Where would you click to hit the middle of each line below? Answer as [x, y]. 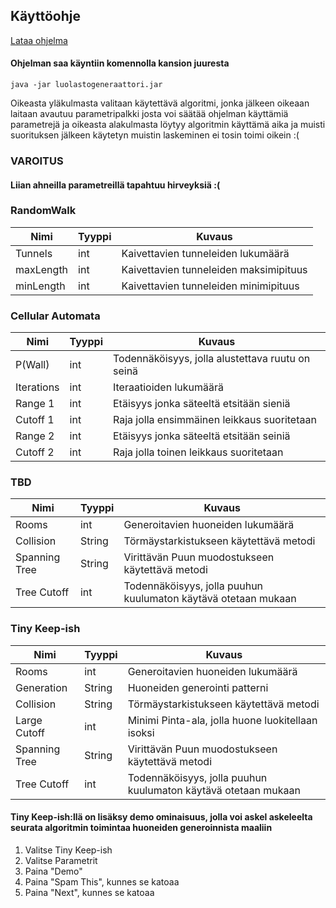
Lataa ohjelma [39, 40]
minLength [40, 286]
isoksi [141, 732]
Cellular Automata [55, 316]
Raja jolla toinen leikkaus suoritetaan [198, 452]
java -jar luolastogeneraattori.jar [86, 85]
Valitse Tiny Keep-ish [68, 850]
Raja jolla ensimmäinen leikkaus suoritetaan [215, 420]
